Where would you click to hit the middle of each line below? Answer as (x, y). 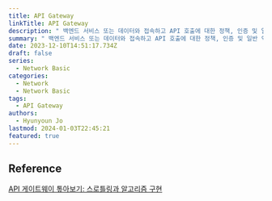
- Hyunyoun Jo (39, 121)
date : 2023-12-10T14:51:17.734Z (63, 46)
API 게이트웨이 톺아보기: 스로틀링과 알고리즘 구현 (85, 189)
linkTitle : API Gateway (49, 23)
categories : (28, 76)
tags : (17, 98)
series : (21, 61)
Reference (35, 169)
